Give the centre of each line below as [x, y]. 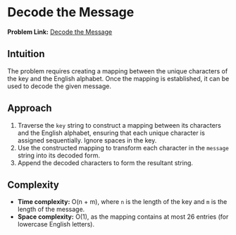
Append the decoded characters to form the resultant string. [105, 162]
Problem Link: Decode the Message [60, 32]
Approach [30, 108]
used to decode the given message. [59, 86]
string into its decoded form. [59, 155]
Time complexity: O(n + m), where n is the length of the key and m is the [122, 202]
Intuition [26, 54]
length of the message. [51, 210]
